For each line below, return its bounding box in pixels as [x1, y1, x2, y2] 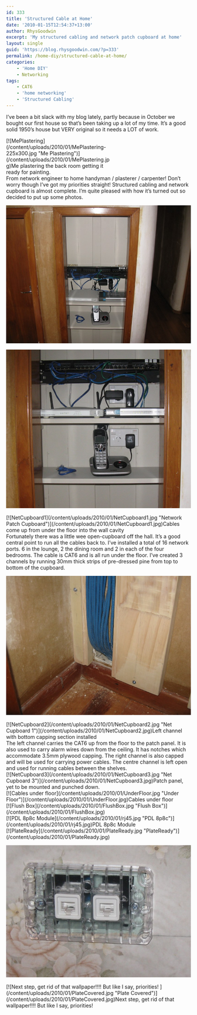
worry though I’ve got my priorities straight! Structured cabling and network [6, 181, 189, 188]
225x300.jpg [6, 150, 37, 157]
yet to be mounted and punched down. [6, 784, 100, 791]
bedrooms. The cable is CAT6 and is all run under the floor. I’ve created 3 [6, 552, 183, 559]
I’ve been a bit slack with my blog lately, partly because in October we [6, 113, 175, 120]
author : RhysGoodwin [6, 28, 57, 34]
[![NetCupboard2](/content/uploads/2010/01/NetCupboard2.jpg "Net [6, 721, 172, 728]
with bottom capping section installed [6, 734, 97, 741]
